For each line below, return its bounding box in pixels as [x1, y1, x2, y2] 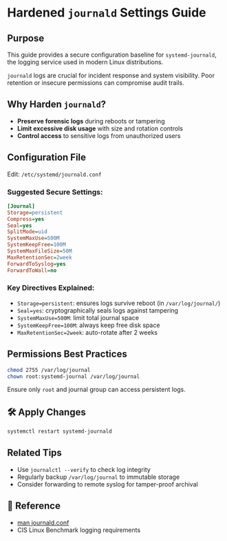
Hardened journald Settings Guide [7, 5, 206, 21]
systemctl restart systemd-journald [7, 428, 112, 435]
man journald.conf [17, 518, 69, 527]
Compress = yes [7, 215, 45, 222]
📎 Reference [7, 500, 61, 512]
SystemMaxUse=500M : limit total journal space [17, 313, 140, 322]
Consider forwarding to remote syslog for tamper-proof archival [17, 480, 198, 488]
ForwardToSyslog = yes [7, 260, 67, 267]
